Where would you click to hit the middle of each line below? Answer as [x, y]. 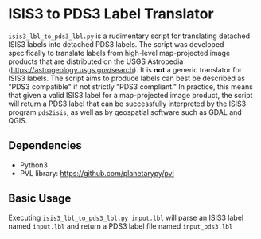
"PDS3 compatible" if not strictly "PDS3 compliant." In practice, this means [130, 86]
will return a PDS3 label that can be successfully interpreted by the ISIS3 [127, 104]
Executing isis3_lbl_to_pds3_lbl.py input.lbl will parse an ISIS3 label [126, 217]
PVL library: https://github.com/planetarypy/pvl [97, 173]
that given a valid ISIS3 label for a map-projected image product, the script [130, 95]
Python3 [33, 165]
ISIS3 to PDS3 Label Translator [111, 14]
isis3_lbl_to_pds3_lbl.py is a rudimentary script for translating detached [129, 36]
